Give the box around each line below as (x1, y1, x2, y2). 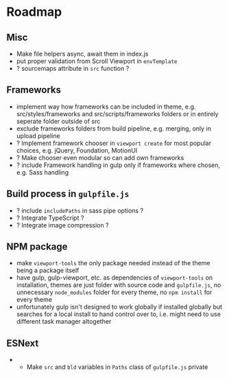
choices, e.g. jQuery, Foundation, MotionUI (16, 146, 138, 155)
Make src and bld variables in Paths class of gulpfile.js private (26, 363, 208, 371)
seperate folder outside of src (16, 117, 101, 125)
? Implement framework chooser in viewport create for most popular (16, 139, 212, 147)
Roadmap (6, 4, 62, 20)
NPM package (6, 241, 68, 253)
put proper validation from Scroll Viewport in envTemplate (16, 57, 178, 65)
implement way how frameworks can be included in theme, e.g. (16, 102, 196, 111)
